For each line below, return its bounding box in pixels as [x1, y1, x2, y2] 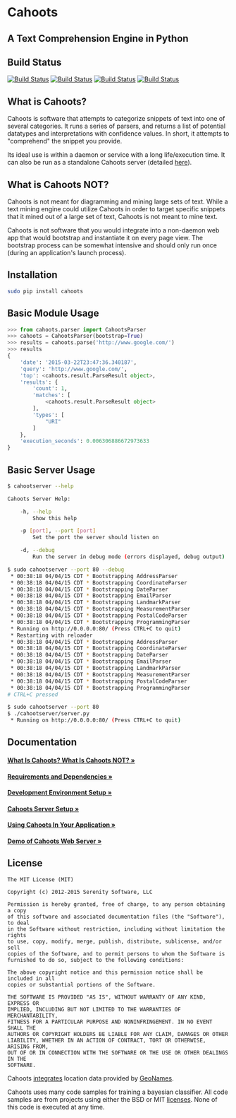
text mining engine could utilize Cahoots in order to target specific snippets [7, 205, 225, 213]
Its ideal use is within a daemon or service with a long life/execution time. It [7, 151, 225, 159]
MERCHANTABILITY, [7, 1012, 58, 1019]
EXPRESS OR [7, 999, 39, 1007]
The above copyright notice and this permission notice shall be [7, 969, 203, 976]
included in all [7, 975, 55, 982]
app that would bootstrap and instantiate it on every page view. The [7, 234, 203, 242]
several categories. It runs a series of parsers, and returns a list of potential [7, 122, 226, 131]
